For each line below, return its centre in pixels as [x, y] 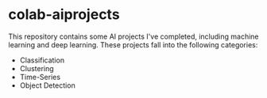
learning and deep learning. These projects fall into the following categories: [133, 44]
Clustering [37, 68]
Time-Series [40, 77]
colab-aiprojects [64, 15]
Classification [42, 60]
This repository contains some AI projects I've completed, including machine [133, 36]
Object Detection [47, 85]
